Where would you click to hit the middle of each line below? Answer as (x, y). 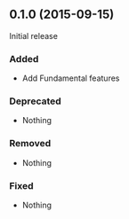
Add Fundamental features (71, 78)
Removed (30, 144)
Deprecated (36, 101)
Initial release (33, 35)
